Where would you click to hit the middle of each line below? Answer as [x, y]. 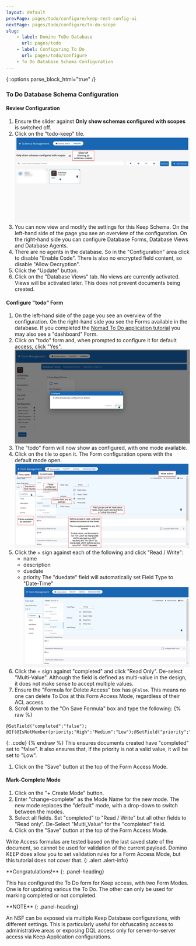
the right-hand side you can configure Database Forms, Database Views [101, 239]
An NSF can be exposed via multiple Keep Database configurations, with [93, 918]
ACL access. [29, 702]
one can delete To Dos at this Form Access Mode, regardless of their [97, 696]
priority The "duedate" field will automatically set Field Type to [98, 577]
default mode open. [38, 460]
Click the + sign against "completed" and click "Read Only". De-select [98, 671]
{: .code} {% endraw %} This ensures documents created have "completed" [97, 742]
